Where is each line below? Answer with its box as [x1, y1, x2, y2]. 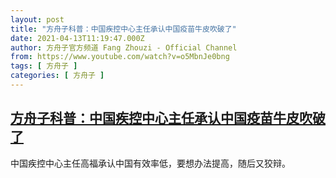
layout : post [10, 14, 65, 25]
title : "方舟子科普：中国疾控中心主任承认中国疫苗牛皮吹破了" [10, 24, 237, 34]
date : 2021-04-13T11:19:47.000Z [10, 33, 145, 43]
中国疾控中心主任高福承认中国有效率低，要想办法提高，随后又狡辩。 [10, 157, 291, 169]
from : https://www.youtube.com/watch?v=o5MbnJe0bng [10, 52, 230, 62]
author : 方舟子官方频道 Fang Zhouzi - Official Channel [10, 42, 238, 53]
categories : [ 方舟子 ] [10, 71, 105, 81]
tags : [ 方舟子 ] [10, 61, 78, 71]
